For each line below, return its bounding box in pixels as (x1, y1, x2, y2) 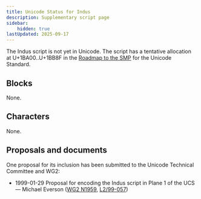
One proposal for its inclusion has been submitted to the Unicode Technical (6, 161, 194, 168)
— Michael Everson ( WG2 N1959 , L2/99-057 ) (15, 185, 128, 193)
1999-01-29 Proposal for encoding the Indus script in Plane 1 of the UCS (15, 179, 195, 186)
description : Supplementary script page (6, 14, 110, 21)
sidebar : (6, 20, 28, 26)
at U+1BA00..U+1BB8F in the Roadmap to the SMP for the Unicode (6, 54, 172, 62)
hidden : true (17, 25, 50, 32)
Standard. (6, 61, 31, 68)
